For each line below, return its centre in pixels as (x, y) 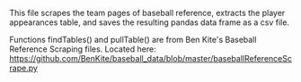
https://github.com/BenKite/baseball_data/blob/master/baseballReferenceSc (150, 58)
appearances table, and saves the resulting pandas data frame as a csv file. (150, 22)
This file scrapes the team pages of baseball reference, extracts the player (147, 13)
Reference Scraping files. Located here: (83, 49)
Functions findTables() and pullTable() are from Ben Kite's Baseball (133, 40)
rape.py (24, 68)
